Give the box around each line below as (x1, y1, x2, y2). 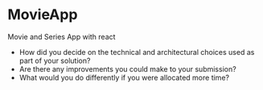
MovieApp (7, 6, 78, 24)
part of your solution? (18, 56, 91, 65)
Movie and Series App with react (7, 32, 116, 41)
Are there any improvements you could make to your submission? (18, 64, 236, 73)
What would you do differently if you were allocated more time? (18, 72, 230, 82)
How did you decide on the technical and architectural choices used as (18, 47, 255, 57)
